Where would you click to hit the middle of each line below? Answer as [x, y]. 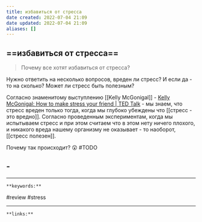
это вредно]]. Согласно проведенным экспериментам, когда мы [90, 117]
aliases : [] [21, 29]
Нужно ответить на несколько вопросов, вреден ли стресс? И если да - [99, 80]
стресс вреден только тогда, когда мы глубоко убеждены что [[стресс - [99, 110]
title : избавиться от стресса [44, 12]
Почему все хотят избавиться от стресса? [75, 68]
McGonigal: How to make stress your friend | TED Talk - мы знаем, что [94, 104]
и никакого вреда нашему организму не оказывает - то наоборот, [91, 130]
